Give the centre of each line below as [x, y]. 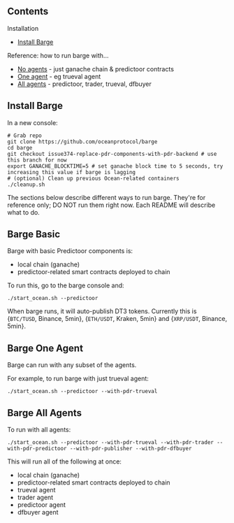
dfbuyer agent [38, 513]
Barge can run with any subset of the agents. [72, 365]
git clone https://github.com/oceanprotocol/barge [82, 142]
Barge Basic [34, 235]
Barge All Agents [45, 413]
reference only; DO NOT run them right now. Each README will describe [111, 205]
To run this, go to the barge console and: [66, 285]
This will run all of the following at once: [65, 461]
